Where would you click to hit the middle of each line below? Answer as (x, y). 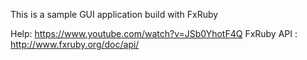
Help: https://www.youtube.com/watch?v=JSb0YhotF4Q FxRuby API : (154, 33)
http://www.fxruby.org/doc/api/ (75, 44)
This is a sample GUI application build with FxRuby (114, 14)
